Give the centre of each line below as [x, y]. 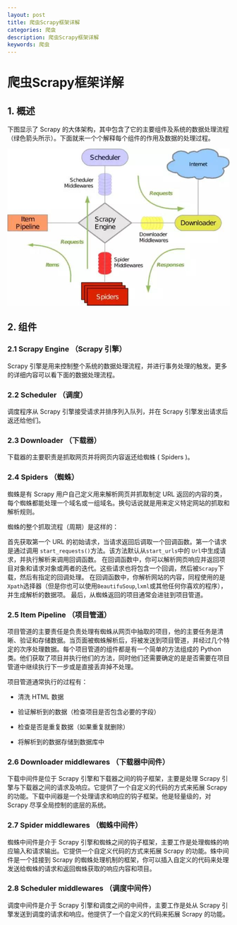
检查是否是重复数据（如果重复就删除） [73, 726]
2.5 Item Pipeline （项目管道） [59, 615]
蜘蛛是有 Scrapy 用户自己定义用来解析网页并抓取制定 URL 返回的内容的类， [117, 494]
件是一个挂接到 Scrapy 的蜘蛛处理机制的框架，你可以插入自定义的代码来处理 [118, 859]
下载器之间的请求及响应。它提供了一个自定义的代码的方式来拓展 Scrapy [123, 787]
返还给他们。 [26, 420]
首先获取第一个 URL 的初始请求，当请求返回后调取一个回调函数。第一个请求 [117, 541]
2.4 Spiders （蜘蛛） [43, 477]
